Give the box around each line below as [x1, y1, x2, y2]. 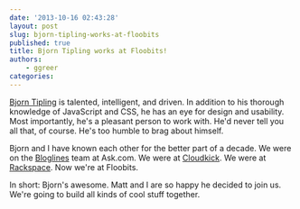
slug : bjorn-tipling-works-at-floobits [9, 30, 160, 39]
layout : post [9, 22, 59, 31]
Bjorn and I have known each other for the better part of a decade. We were [9, 142, 292, 153]
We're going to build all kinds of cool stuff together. [9, 188, 201, 199]
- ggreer [25, 64, 59, 73]
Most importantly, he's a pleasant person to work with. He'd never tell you [9, 115, 285, 126]
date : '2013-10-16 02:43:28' [9, 13, 119, 23]
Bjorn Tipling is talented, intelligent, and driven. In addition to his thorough [9, 96, 285, 107]
